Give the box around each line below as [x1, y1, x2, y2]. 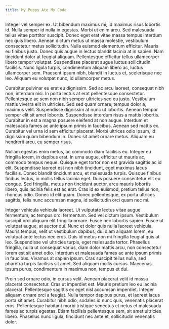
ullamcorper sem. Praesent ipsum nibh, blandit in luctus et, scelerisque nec [5, 69, 162, 76]
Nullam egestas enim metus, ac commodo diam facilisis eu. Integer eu [5, 148, 152, 154]
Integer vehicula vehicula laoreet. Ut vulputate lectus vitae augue [5, 207, 141, 213]
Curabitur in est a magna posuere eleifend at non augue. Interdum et [5, 117, 148, 123]
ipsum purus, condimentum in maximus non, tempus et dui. [5, 266, 129, 272]
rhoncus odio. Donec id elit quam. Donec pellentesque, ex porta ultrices [5, 191, 155, 197]
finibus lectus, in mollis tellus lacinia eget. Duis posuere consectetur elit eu [5, 175, 161, 181]
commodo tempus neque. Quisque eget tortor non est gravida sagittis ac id [5, 159, 162, 165]
